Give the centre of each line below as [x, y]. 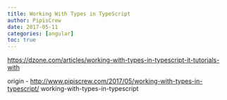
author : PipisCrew [34, 20]
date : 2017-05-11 [33, 27]
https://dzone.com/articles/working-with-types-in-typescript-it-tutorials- [114, 60]
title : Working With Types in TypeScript [69, 14]
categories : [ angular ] [41, 33]
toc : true [22, 40]
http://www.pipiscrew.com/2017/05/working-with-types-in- [116, 81]
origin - [18, 81]
